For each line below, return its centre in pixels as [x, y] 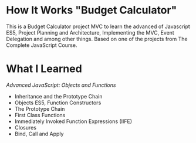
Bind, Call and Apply [39, 134]
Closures [26, 127]
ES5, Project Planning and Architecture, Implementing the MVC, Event [90, 32]
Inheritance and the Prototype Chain [58, 96]
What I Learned [44, 69]
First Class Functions [40, 115]
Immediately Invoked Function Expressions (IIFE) [73, 121]
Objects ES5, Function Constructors [58, 103]
